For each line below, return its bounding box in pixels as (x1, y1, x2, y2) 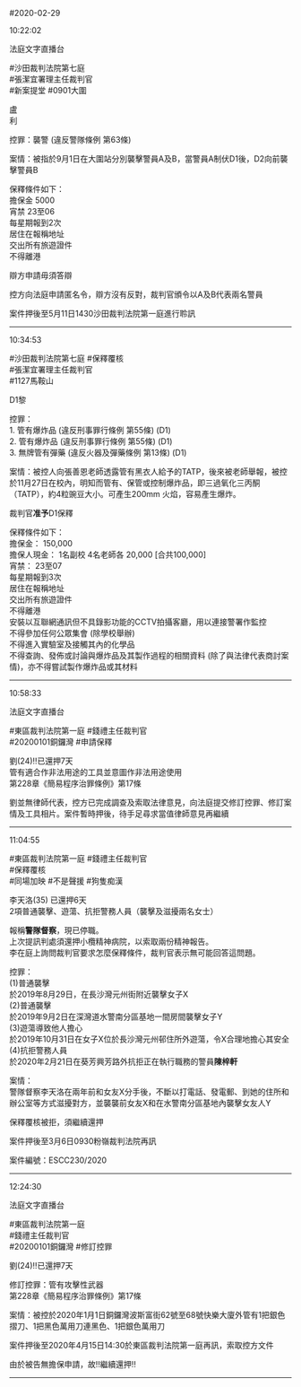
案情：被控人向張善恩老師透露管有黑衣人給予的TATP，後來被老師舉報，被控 (9, 467, 288, 476)
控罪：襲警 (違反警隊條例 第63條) (9, 135, 132, 144)
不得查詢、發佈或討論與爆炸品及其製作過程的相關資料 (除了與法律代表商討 (9, 650, 282, 660)
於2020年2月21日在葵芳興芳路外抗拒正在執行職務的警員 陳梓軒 (9, 1056, 238, 1067)
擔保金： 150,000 (9, 538, 73, 548)
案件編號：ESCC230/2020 (9, 1155, 107, 1165)
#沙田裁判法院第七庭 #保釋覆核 (9, 353, 124, 363)
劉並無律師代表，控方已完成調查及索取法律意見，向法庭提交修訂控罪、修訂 (9, 798, 284, 807)
